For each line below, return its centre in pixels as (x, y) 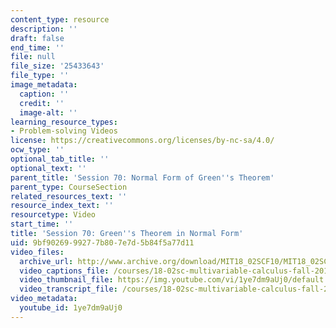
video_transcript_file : (68, 289)
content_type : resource (60, 19)
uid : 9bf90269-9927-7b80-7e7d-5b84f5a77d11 (102, 242)
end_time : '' (37, 47)
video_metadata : (44, 299)
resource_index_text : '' (62, 206)
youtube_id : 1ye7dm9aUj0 (71, 308)
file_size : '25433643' (57, 66)
